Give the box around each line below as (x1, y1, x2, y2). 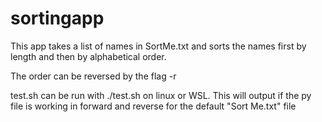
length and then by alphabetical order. (10, 50, 167, 62)
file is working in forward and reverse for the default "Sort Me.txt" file (10, 100, 297, 112)
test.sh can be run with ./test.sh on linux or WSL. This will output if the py (10, 89, 312, 101)
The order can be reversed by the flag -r (10, 70, 177, 82)
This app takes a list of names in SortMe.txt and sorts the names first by (10, 40, 307, 52)
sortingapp (10, 7, 105, 30)
